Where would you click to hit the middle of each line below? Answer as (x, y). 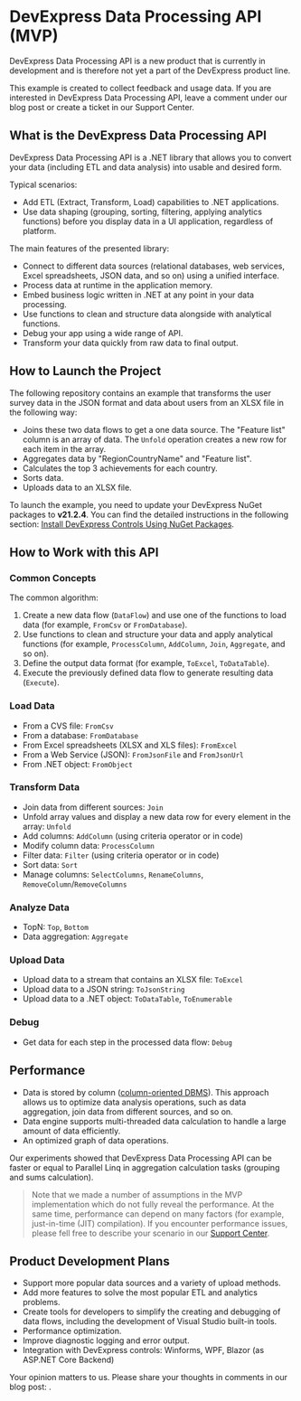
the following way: (43, 412)
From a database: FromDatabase (80, 735)
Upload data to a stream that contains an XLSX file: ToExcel (133, 980)
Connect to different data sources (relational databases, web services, (153, 266)
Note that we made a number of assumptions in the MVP (137, 1194)
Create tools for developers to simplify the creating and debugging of (151, 1312)
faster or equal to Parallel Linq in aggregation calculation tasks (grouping (145, 1167)
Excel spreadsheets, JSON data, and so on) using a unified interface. (151, 275)
